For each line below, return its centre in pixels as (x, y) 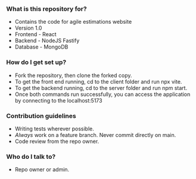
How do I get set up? (36, 62)
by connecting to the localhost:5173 (58, 100)
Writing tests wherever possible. (54, 129)
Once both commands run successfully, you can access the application (102, 94)
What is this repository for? (47, 9)
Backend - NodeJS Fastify (47, 41)
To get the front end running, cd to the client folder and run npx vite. (98, 81)
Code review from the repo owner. (57, 141)
